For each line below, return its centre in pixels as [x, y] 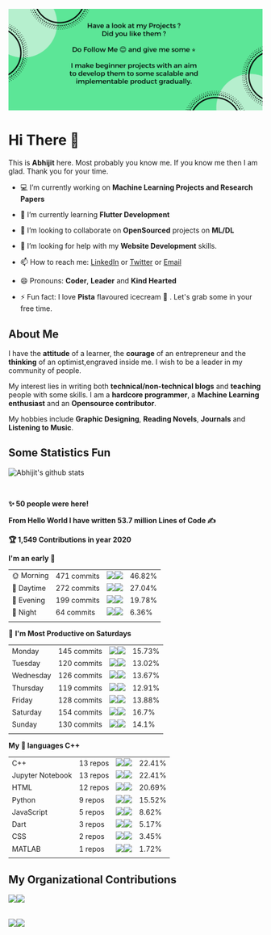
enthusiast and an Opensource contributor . [83, 404]
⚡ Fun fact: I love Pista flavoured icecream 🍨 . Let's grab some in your [136, 297]
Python [24, 799]
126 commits [80, 676]
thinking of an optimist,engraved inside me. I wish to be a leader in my [126, 362]
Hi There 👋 [44, 140]
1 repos [92, 849]
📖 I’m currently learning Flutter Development [95, 215]
